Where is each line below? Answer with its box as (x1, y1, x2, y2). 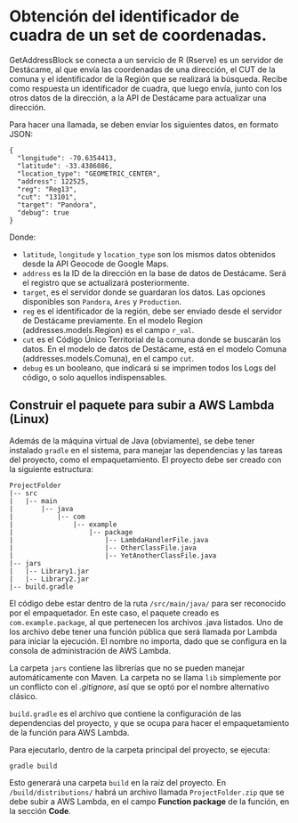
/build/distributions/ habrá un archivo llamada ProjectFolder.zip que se (9, 786, 285, 797)
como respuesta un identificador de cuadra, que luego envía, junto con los (9, 83, 283, 94)
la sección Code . (9, 805, 71, 816)
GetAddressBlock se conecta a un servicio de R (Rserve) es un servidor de (9, 54, 284, 65)
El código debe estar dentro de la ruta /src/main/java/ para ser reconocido (9, 598, 286, 608)
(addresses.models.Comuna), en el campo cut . (21, 353, 194, 363)
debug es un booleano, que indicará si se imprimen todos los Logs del (21, 363, 277, 373)
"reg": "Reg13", (17, 184, 77, 193)
